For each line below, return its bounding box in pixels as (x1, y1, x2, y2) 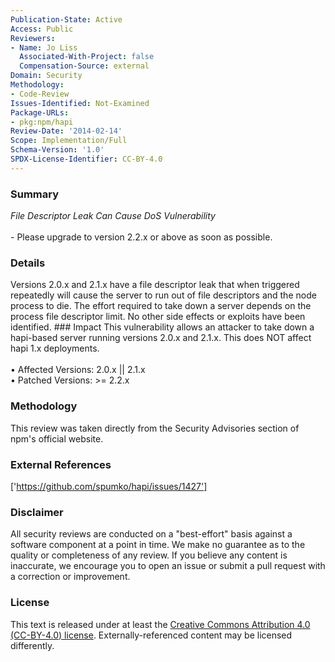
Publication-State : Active (10, 14, 123, 25)
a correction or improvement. (10, 571, 131, 583)
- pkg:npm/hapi (10, 117, 74, 127)
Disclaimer (10, 505, 64, 519)
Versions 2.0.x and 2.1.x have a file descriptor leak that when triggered (10, 279, 300, 291)
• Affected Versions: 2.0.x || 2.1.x (10, 364, 146, 376)
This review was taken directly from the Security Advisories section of (10, 422, 300, 434)
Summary (10, 187, 60, 201)
